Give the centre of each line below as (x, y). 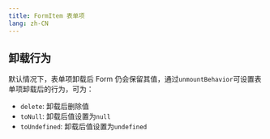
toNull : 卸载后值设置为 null (65, 116)
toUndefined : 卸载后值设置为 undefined (84, 127)
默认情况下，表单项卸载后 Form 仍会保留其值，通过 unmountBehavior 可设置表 (135, 79)
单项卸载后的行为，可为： (51, 89)
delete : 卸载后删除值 (54, 107)
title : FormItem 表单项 (47, 16)
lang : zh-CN (28, 23)
